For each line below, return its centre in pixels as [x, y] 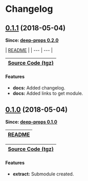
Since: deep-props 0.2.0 [32, 40]
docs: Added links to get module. [48, 94]
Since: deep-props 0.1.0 [31, 122]
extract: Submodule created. [43, 174]
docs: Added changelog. [39, 88]
